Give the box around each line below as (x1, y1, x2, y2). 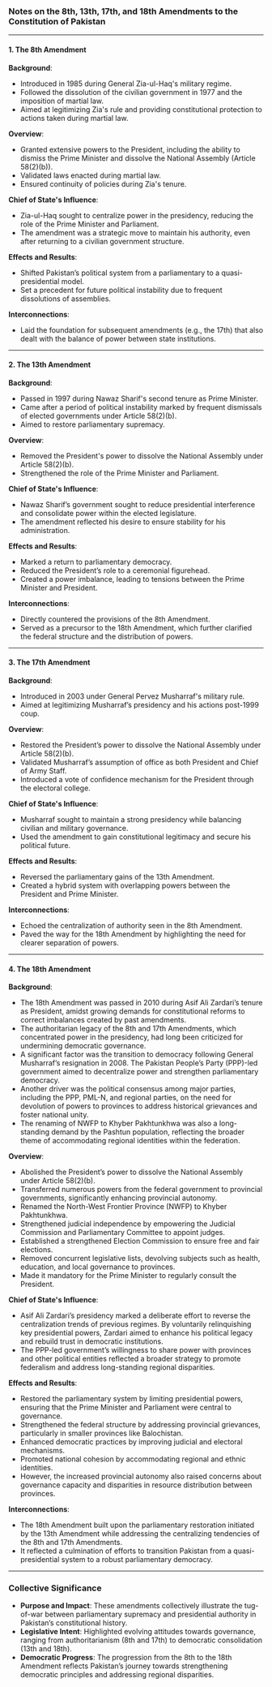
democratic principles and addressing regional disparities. (19, 1670, 215, 1680)
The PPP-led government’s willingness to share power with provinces (19, 1345, 252, 1355)
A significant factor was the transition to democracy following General (19, 1049, 253, 1060)
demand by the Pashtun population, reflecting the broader (51, 1127, 245, 1137)
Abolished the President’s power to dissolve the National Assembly (19, 1167, 244, 1177)
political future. (19, 840, 71, 850)
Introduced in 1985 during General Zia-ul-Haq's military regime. (19, 79, 232, 88)
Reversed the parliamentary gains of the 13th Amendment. (19, 871, 215, 881)
